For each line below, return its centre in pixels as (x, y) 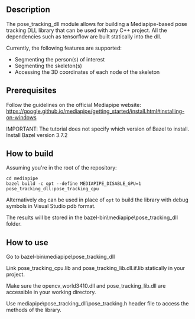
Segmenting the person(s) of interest (60, 59)
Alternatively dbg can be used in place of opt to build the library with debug (97, 200)
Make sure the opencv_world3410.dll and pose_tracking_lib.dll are (86, 286)
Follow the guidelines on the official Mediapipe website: (74, 105)
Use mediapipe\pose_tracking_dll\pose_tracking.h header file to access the (97, 304)
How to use (27, 242)
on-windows (21, 117)
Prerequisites (31, 91)
